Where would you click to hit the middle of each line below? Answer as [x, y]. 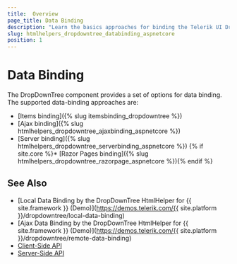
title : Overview [33, 14]
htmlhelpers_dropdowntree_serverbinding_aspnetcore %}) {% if [110, 147]
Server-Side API [41, 253]
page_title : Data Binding [45, 21]
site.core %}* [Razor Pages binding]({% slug [83, 154]
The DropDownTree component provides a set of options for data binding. [115, 95]
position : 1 [25, 40]
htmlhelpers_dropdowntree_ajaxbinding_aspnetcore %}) [99, 131]
